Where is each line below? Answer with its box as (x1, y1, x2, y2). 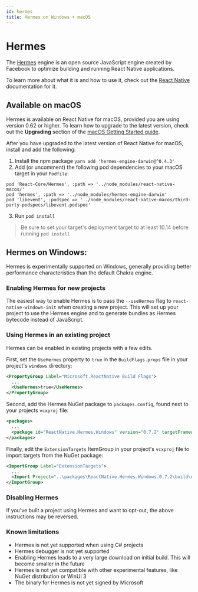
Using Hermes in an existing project (6, 331, 111, 339)
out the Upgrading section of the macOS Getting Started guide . (6, 128, 160, 136)
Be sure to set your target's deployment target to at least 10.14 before (20, 224, 189, 231)
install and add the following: (6, 146, 76, 153)
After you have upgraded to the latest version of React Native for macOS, (6, 140, 184, 147)
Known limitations (6, 528, 60, 536)
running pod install (20, 230, 70, 237)
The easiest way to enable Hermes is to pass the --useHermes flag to (6, 297, 172, 305)
